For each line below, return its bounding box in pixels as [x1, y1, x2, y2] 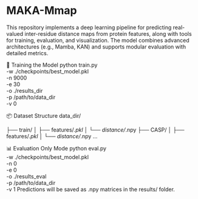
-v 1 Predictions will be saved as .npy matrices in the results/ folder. [6, 186, 175, 193]
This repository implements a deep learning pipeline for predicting [6, 24, 172, 31]
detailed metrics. [6, 49, 49, 56]
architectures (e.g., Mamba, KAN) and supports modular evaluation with [6, 43, 186, 50]
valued [6, 30, 24, 37]
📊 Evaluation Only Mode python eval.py [6, 144, 107, 152]
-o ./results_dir [6, 87, 43, 94]
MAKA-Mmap [6, 4, 77, 18]
